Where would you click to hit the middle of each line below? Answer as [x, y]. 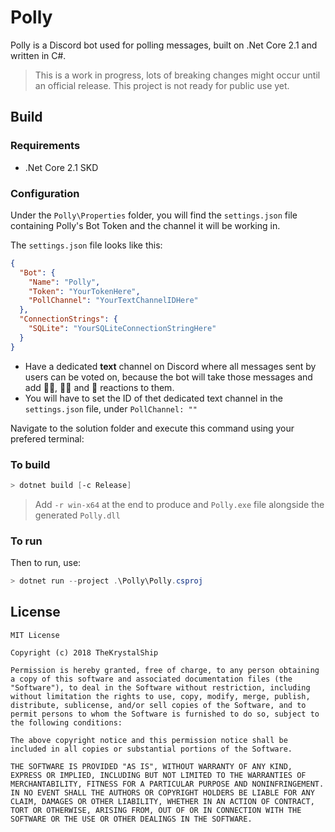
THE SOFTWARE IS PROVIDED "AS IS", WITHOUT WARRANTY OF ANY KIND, [151, 766]
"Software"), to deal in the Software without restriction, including [160, 687]
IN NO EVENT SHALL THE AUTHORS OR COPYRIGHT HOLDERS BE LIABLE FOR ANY [162, 792]
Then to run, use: [46, 563]
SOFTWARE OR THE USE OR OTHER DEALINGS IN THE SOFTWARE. [131, 819]
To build [30, 464]
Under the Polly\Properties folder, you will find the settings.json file [154, 215]
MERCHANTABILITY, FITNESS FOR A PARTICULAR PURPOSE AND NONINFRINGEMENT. [167, 784]
